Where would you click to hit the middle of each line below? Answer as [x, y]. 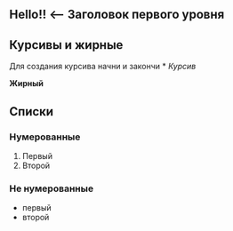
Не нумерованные [52, 188]
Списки [32, 112]
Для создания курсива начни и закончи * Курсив [103, 67]
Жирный [27, 84]
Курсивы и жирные [66, 45]
